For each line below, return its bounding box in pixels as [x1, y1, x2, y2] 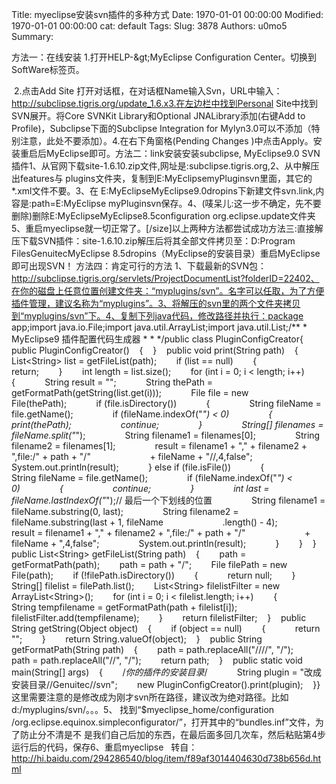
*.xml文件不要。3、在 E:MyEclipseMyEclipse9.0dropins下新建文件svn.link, [11, 185, 316, 197]
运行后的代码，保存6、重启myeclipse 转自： [11, 741, 198, 753]
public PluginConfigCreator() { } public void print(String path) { [11, 344, 299, 356]
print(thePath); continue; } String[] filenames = [11, 419, 324, 430]
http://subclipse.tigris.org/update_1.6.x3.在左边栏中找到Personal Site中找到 [11, 98, 319, 109]
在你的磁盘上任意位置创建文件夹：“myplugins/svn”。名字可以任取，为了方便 [11, 285, 325, 297]
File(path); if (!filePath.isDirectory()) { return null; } [11, 569, 296, 581]
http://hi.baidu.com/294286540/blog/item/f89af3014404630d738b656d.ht [11, 753, 322, 764]
